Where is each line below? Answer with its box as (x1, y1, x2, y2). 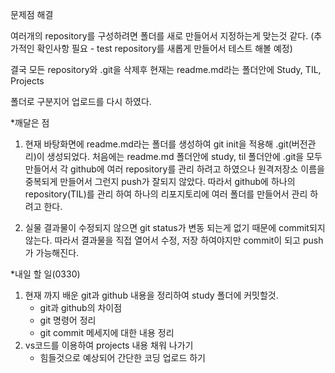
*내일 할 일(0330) (10, 268, 81, 280)
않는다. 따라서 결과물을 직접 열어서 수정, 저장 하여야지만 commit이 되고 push (24, 234, 324, 246)
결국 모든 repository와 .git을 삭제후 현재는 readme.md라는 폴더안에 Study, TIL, (10, 64, 322, 75)
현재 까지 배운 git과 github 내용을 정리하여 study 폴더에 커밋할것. (24, 289, 279, 301)
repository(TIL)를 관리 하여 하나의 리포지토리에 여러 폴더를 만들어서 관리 (24, 188, 308, 200)
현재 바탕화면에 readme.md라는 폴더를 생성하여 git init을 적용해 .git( (24, 138, 292, 150)
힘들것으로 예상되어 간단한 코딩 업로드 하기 (39, 352, 207, 363)
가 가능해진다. (24, 247, 80, 258)
